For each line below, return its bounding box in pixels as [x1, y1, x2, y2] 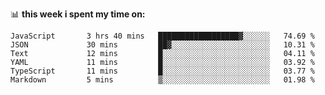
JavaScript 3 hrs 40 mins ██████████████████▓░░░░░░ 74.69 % [10, 31, 315, 41]
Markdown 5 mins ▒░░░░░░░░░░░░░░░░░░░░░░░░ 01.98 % [10, 75, 315, 85]
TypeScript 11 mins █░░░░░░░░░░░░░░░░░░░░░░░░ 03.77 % [10, 66, 315, 76]
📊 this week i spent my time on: [10, 8, 146, 20]
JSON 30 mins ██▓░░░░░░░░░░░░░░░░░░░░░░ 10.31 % [10, 40, 315, 50]
